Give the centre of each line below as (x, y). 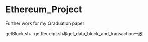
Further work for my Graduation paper (45, 23)
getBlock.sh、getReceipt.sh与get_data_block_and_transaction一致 (74, 33)
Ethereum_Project (44, 9)
